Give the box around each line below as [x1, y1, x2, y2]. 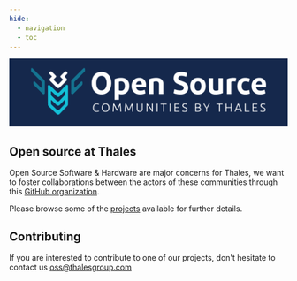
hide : [9, 14, 29, 23]
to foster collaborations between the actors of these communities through [9, 177, 278, 187]
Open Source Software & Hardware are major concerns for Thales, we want [9, 168, 285, 178]
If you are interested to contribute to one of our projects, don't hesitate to [9, 253, 276, 263]
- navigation [17, 23, 65, 33]
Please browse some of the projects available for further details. [9, 203, 243, 214]
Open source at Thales [9, 144, 137, 159]
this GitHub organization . [9, 186, 100, 197]
